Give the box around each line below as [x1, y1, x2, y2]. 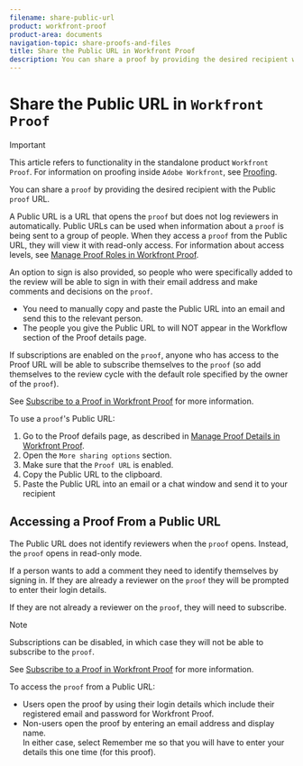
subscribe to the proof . [9, 646, 95, 657]
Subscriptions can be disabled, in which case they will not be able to [9, 636, 264, 647]
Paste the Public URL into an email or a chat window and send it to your [22, 479, 289, 489]
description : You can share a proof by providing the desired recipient [9, 55, 289, 64]
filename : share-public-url [9, 13, 115, 23]
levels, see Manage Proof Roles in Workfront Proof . [9, 249, 199, 260]
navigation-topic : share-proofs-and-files [9, 38, 171, 48]
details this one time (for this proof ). [22, 746, 156, 757]
